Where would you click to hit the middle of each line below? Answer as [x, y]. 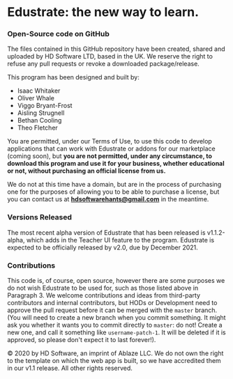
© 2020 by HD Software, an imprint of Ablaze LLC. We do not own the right [115, 353]
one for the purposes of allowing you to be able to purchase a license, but [113, 192]
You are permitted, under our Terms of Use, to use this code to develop [110, 141]
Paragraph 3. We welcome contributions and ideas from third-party [104, 295]
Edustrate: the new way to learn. [103, 12]
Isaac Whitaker [39, 91]
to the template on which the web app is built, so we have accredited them [114, 361]
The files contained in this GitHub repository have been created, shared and [116, 49]
